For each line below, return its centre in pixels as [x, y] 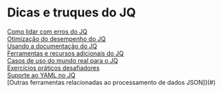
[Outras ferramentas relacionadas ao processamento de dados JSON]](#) [111, 82]
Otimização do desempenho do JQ [56, 38]
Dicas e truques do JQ [71, 13]
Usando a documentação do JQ [52, 46]
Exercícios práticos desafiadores [53, 68]
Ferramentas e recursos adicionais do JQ [66, 53]
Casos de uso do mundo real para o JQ [63, 60]
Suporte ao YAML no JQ [41, 75]
